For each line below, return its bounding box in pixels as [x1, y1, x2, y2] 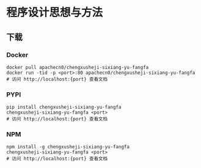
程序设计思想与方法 [6, 5, 103, 20]
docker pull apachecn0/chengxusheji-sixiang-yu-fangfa [6, 64, 149, 70]
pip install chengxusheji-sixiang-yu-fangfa [6, 104, 122, 111]
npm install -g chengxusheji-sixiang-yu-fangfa [6, 144, 130, 150]
